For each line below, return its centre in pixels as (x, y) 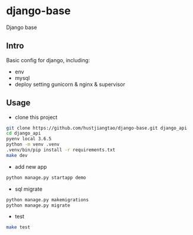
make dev (17, 155)
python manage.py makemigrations (48, 199)
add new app (31, 166)
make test (18, 227)
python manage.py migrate (38, 205)
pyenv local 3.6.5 (29, 139)
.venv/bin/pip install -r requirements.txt (61, 150)
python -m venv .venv (33, 144)
